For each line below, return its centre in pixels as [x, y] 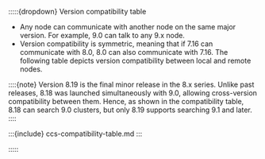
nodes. [31, 69]
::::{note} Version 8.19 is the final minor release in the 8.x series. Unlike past [131, 84]
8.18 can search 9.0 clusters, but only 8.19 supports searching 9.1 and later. [130, 110]
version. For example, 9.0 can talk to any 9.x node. [102, 35]
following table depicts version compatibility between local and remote [135, 60]
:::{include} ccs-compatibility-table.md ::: [75, 134]
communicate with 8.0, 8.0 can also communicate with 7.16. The [124, 52]
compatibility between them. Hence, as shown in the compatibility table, [126, 101]
